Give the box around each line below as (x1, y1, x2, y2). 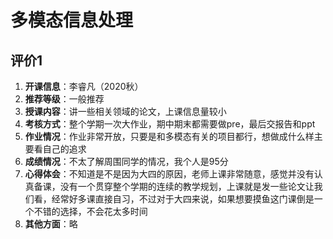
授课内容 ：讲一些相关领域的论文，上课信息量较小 (24, 106, 227, 117)
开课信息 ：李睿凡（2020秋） (24, 81, 144, 92)
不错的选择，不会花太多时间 (33, 206, 148, 217)
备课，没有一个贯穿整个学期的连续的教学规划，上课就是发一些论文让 (33, 181, 315, 192)
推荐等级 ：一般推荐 (24, 93, 105, 105)
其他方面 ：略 (24, 218, 78, 230)
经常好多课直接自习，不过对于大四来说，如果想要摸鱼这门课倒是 (51, 193, 315, 205)
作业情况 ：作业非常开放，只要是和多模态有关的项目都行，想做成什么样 (24, 131, 315, 142)
